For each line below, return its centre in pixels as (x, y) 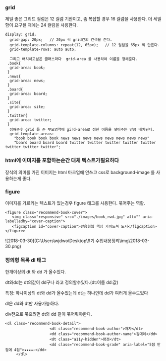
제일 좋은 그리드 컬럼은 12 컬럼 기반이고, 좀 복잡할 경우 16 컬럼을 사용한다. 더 (79, 19)
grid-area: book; (28, 68)
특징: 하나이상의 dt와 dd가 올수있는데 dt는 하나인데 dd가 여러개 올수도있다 (77, 293)
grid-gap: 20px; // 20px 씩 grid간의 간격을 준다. (61, 40)
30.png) (13, 246)
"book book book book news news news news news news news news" (82, 138)
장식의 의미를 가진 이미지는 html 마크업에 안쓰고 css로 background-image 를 (80, 172)
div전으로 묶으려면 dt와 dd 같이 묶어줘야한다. (49, 314)
